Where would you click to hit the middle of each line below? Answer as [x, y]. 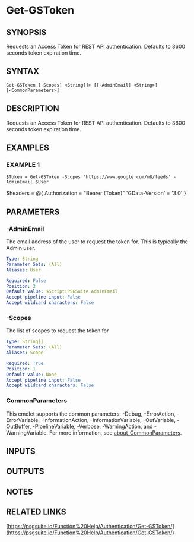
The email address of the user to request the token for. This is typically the [97, 242]
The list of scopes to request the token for [58, 331]
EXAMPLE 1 [23, 164]
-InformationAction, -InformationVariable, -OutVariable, [109, 420]
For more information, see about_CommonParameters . [116, 432]
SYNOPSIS [26, 32]
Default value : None [32, 375]
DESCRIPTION [33, 108]
